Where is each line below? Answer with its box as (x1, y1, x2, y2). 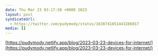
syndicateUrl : (5, 16, 35, 21)
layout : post (5, 12, 33, 17)
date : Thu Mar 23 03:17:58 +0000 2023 (5, 7, 87, 12)
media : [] (5, 26, 26, 31)
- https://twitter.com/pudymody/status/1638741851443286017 (10, 21, 139, 26)
